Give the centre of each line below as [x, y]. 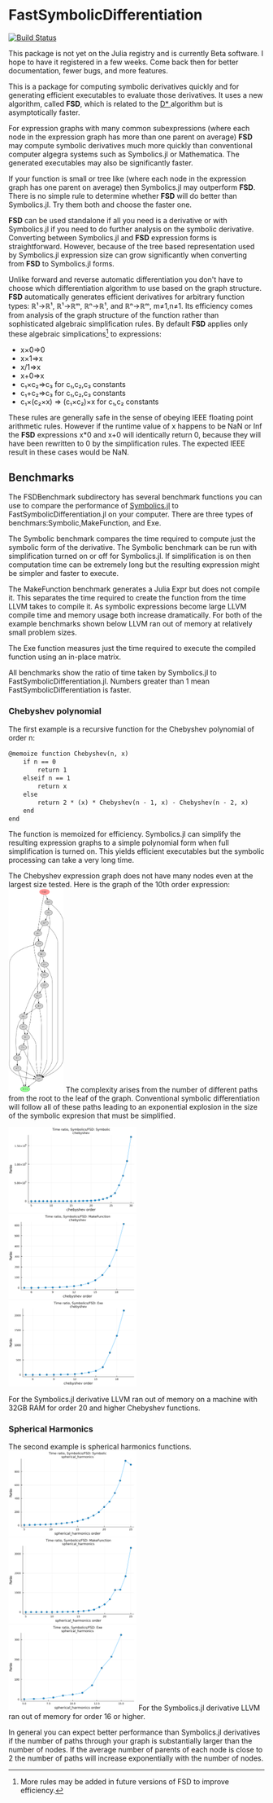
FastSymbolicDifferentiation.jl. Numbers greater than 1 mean [109, 681]
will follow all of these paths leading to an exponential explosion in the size [133, 1106]
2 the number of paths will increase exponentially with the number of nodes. [136, 1758]
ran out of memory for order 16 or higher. [77, 1716]
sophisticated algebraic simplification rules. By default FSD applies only [128, 323]
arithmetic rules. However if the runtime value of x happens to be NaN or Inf [135, 426]
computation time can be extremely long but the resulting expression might [134, 565]
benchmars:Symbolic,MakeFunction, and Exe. [85, 523]
